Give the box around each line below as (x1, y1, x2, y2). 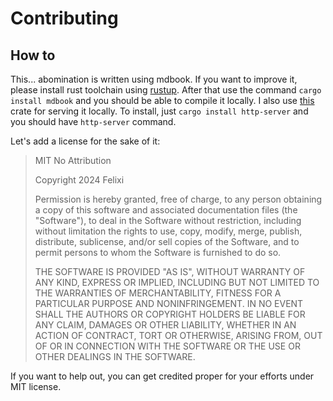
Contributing (10, 7, 119, 30)
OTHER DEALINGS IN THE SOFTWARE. (34, 351, 196, 362)
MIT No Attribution (34, 155, 112, 166)
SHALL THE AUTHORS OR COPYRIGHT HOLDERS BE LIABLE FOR (34, 308, 306, 320)
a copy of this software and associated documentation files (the (34, 204, 298, 216)
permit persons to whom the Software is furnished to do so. (34, 247, 282, 258)
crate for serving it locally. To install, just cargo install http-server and (10, 105, 309, 117)
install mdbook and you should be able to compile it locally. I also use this (10, 95, 315, 106)
